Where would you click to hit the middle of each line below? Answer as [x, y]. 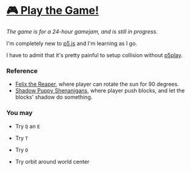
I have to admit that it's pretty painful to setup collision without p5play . [95, 55]
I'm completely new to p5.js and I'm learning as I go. [72, 43]
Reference [22, 71]
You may [20, 113]
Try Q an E [27, 126]
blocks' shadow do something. [54, 97]
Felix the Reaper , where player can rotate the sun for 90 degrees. [97, 84]
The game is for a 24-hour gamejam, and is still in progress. [82, 31]
